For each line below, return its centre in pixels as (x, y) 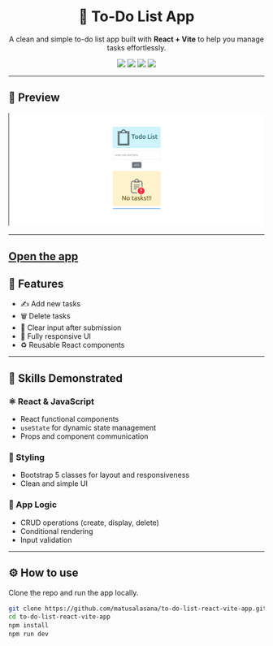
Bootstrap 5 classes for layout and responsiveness (104, 475)
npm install (28, 626)
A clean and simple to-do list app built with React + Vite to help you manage (136, 39)
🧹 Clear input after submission (71, 327)
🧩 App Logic (33, 505)
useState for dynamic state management (88, 428)
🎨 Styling (26, 457)
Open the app (43, 256)
